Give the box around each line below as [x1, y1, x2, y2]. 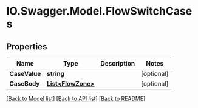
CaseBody [9, 79, 40, 87]
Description [100, 59, 135, 67]
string [46, 70, 65, 78]
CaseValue [9, 70, 41, 78]
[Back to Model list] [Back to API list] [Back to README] [6, 95, 146, 102]
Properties [6, 41, 47, 52]
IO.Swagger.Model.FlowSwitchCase [6, 4, 193, 18]
